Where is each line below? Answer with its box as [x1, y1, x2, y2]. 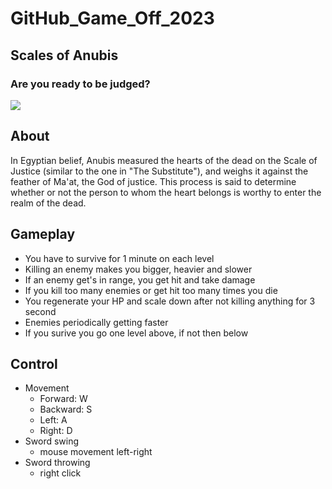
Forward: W [39, 393, 88, 405]
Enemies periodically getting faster [24, 316, 169, 328]
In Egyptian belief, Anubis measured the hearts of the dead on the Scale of [10, 154, 318, 166]
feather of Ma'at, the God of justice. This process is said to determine [10, 175, 297, 187]
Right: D [39, 425, 73, 437]
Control [10, 355, 58, 372]
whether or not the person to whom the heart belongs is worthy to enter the [10, 186, 322, 198]
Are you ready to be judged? [10, 77, 151, 91]
